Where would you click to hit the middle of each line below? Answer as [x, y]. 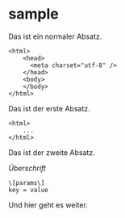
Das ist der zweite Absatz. [52, 152]
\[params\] [27, 182]
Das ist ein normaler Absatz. [55, 36]
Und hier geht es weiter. [48, 205]
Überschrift [27, 168]
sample [33, 14]
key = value [28, 190]
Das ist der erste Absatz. [49, 108]
